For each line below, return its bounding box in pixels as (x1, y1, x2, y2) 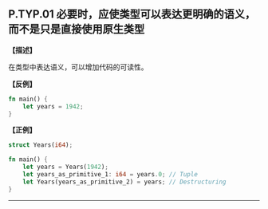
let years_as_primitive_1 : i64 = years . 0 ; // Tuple (22, 171, 198, 179)
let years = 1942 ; (22, 102, 84, 110)
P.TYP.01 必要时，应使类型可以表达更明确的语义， (8, 7, 256, 22)
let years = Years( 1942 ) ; (22, 163, 109, 172)
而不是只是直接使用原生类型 (8, 22, 145, 36)
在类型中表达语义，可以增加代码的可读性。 (8, 62, 148, 72)
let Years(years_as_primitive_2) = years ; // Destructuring (22, 178, 227, 186)
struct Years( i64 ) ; (8, 141, 73, 149)
